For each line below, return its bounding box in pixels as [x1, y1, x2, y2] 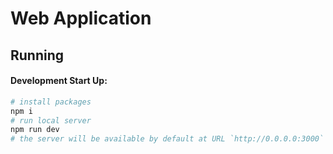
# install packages [10, 97, 92, 107]
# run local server [10, 115, 92, 126]
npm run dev [10, 125, 60, 135]
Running [10, 47, 65, 64]
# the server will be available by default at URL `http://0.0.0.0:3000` [10, 134, 325, 144]
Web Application [10, 7, 152, 30]
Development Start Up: [10, 75, 108, 87]
